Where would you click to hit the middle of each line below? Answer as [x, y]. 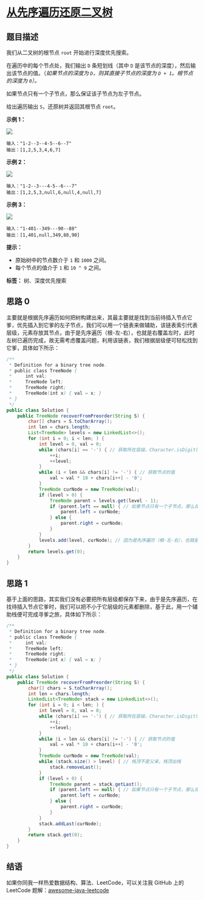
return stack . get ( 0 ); [56, 835]
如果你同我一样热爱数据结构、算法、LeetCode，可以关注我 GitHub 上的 [95, 882]
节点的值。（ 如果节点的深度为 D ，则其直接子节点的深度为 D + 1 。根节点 [105, 73]
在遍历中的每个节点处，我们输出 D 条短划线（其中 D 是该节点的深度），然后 [99, 65]
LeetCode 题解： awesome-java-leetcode [58, 890]
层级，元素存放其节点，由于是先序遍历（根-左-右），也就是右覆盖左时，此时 [100, 333]
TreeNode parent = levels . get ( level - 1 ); [104, 500]
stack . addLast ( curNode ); [70, 824]
